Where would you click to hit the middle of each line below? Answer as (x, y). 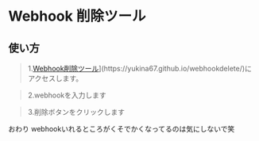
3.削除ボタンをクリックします (76, 112)
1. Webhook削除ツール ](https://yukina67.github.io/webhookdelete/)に (140, 69)
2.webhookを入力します (67, 95)
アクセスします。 (55, 78)
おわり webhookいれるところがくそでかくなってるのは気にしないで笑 (122, 129)
